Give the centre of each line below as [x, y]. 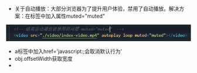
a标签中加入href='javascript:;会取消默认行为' [68, 51]
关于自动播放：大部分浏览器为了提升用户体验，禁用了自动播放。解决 [97, 9]
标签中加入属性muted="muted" [68, 16]
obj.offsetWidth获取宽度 [43, 58]
